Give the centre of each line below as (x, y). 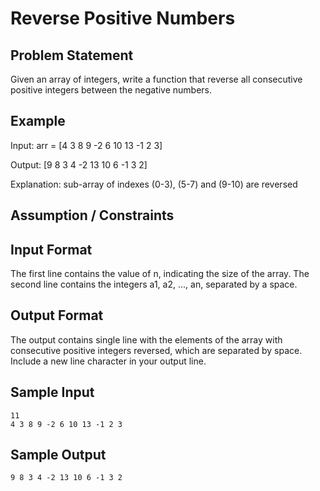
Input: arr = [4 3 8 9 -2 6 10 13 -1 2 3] (86, 145)
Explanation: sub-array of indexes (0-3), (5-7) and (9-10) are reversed (154, 184)
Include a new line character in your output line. (108, 361)
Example (38, 121)
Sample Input (52, 392)
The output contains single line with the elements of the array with (146, 339)
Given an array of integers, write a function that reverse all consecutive (156, 79)
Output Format (57, 315)
